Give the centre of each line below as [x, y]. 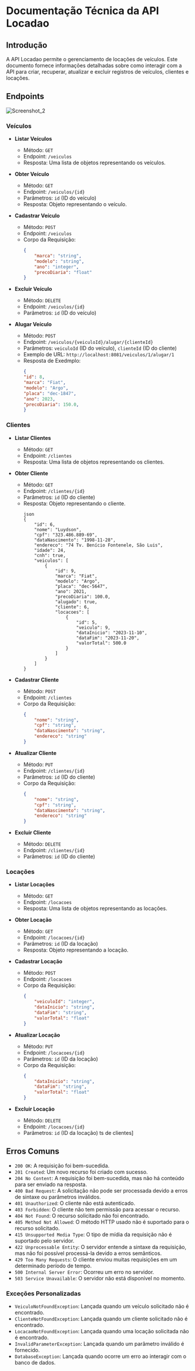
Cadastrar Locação [38, 962]
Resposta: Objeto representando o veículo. [75, 204]
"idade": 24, [50, 550]
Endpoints [25, 96]
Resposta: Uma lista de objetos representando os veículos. [95, 163]
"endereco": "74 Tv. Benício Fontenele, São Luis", [99, 545]
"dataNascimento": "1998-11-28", [75, 540]
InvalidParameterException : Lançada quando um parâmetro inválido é [99, 1344]
